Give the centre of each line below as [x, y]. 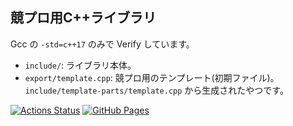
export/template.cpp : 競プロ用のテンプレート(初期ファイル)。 [152, 77]
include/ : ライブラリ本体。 [80, 65]
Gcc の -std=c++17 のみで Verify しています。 [102, 44]
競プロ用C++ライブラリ [83, 18]
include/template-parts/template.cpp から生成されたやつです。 [156, 90]
